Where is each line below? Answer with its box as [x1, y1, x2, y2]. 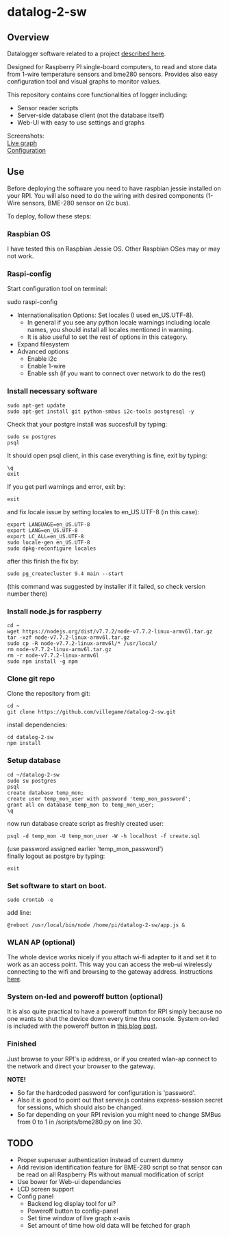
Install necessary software [7, 386, 98, 396]
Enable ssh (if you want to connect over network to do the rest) [27, 369, 206, 377]
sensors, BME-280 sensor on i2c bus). [21, 199, 131, 207]
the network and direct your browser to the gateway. [7, 1062, 155, 1070]
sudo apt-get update [7, 402, 66, 409]
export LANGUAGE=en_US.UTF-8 [7, 521, 90, 528]
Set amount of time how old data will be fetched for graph [27, 1221, 190, 1229]
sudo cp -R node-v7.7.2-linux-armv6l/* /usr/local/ [7, 640, 157, 647]
